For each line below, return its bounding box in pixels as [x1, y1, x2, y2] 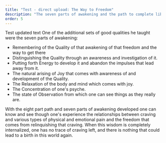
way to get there [12, 50, 46, 56]
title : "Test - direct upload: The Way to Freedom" [5, 7, 114, 12]
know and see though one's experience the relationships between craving [5, 112, 156, 117]
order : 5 [5, 16, 23, 21]
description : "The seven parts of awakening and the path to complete [5, 12, 154, 17]
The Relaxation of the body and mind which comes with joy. [12, 81, 134, 87]
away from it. [12, 65, 40, 71]
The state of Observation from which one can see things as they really [12, 91, 156, 97]
